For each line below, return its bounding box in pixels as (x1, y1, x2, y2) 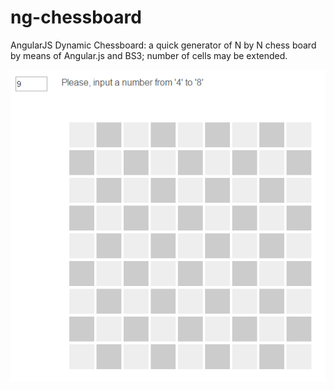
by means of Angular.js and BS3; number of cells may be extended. (10, 49, 288, 61)
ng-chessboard (10, 6, 142, 29)
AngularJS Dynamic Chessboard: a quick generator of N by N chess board (10, 39, 317, 51)
